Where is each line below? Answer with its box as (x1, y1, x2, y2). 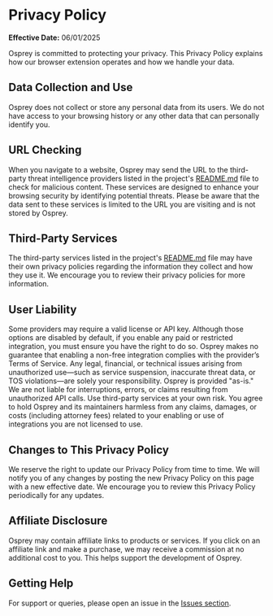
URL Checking (8, 143, 82, 157)
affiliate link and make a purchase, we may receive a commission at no (8, 544, 245, 554)
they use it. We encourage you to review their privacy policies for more (8, 270, 245, 280)
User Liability (8, 303, 77, 317)
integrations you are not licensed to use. (8, 419, 144, 429)
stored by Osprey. (8, 208, 68, 217)
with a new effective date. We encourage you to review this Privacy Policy (8, 482, 256, 491)
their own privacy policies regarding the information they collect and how (8, 262, 253, 272)
